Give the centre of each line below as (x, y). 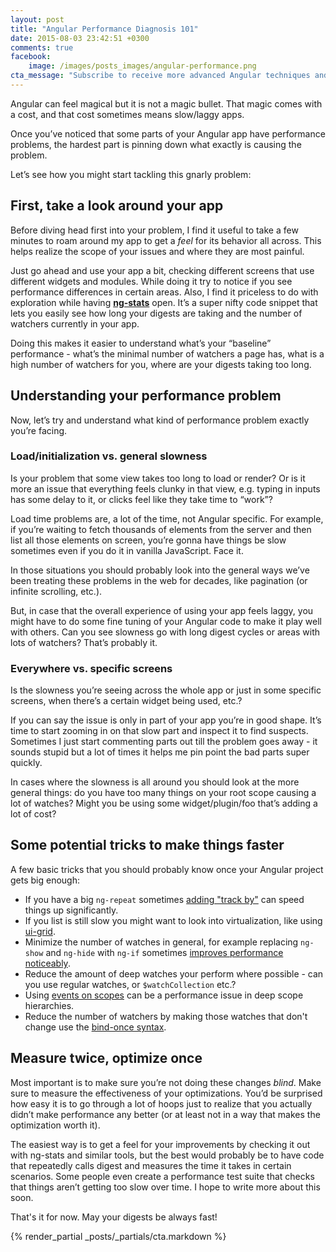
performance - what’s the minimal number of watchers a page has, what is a (167, 353)
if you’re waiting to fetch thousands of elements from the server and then (161, 529)
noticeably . (47, 963)
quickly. (26, 763)
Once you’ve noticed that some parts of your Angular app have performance (168, 133)
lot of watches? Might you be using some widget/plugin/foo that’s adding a (164, 803)
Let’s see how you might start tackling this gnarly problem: (131, 174)
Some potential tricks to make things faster (147, 845)
